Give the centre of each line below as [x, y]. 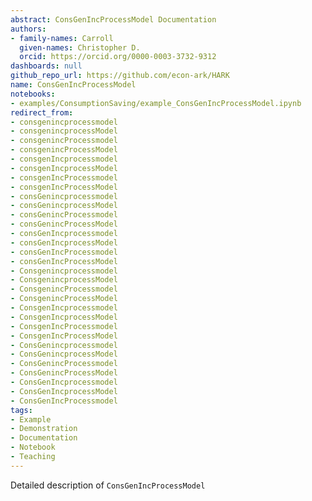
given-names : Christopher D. [80, 47]
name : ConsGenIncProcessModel [73, 85]
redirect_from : [42, 112]
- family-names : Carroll [62, 38]
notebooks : [33, 94]
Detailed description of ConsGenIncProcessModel [108, 485]
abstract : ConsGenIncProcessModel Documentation [113, 19]
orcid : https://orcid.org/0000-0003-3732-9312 [118, 57]
